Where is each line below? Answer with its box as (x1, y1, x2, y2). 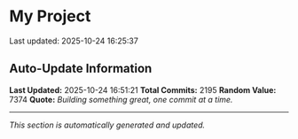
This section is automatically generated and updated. (9, 120, 206, 130)
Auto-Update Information (9, 61, 153, 76)
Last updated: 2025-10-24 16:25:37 (9, 35, 139, 46)
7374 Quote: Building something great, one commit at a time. (9, 94, 233, 104)
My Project (9, 6, 91, 27)
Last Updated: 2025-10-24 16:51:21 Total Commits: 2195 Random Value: (9, 84, 277, 95)
